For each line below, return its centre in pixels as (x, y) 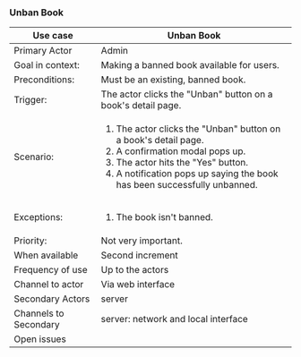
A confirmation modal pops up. (181, 151)
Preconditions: (44, 80)
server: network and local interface (174, 319)
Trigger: (30, 100)
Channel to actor (49, 285)
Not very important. (142, 241)
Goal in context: (47, 65)
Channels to (39, 313)
